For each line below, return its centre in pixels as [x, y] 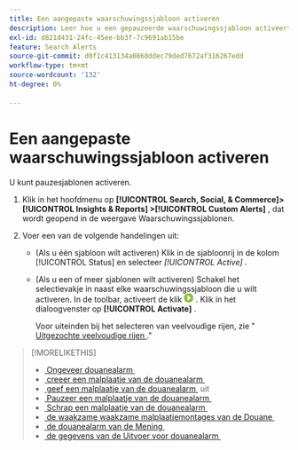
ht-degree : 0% [35, 84]
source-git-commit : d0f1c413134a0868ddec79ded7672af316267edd [126, 56]
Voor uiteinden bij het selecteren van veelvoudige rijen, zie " [145, 326]
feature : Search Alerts [53, 47]
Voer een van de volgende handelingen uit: [101, 235]
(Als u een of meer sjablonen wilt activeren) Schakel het [137, 279]
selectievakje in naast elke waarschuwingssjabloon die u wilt [146, 288]
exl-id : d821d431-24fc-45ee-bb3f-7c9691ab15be [97, 37]
